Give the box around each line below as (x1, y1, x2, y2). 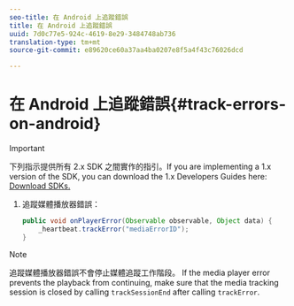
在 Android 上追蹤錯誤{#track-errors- (9, 95, 286, 115)
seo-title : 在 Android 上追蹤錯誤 (9, 12, 128, 22)
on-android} (9, 114, 102, 134)
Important (9, 143, 45, 154)
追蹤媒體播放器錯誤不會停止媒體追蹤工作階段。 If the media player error (9, 267, 270, 278)
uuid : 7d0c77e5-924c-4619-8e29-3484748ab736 (9, 29, 176, 38)
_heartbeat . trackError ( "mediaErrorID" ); (38, 225, 190, 233)
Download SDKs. (9, 180, 71, 191)
